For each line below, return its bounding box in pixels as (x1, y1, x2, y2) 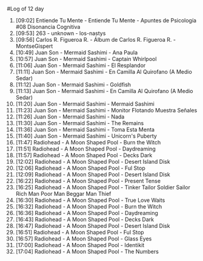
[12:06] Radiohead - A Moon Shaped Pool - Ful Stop (15, 164, 145, 172)
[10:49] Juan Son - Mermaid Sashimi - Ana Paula (15, 49, 138, 56)
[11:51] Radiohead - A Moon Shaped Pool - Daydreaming (15, 145, 156, 152)
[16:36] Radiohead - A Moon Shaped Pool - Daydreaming (15, 210, 158, 216)
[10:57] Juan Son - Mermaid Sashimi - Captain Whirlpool (15, 56, 157, 62)
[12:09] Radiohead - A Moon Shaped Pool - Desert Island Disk (15, 171, 170, 178)
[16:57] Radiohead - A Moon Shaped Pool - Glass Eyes (15, 235, 152, 242)
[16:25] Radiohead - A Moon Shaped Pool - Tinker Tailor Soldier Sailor (15, 184, 190, 191)
